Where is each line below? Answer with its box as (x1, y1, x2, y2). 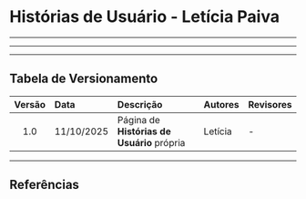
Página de (117, 113, 161, 126)
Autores (203, 98, 240, 110)
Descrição (117, 98, 163, 110)
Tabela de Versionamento (9, 71, 158, 87)
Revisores (248, 98, 292, 110)
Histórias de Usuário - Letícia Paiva (9, 6, 280, 27)
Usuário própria (117, 136, 186, 149)
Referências (9, 177, 80, 193)
